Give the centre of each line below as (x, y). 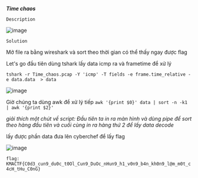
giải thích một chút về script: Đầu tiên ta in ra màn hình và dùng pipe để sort (99, 119)
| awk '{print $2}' (30, 108)
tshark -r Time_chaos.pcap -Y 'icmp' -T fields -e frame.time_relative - (99, 75)
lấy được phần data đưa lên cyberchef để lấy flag (66, 136)
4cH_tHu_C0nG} (24, 169)
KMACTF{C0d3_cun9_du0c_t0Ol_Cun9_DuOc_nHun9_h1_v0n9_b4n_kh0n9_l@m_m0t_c (99, 164)
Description (21, 20)
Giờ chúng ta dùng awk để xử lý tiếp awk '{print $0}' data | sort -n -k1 (97, 102)
